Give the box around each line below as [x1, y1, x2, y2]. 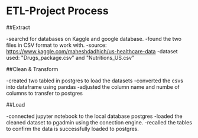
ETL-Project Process [6, 4, 109, 18]
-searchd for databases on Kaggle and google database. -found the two [6, 35, 182, 42]
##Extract [6, 24, 31, 31]
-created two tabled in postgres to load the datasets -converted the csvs [6, 77, 183, 84]
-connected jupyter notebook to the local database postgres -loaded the [6, 113, 183, 120]
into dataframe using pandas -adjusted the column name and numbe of [6, 83, 180, 90]
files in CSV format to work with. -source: [6, 41, 108, 49]
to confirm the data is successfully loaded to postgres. [6, 125, 139, 132]
